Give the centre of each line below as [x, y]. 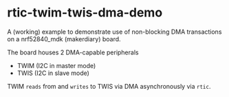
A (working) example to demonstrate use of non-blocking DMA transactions [115, 32]
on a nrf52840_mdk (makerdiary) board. [64, 39]
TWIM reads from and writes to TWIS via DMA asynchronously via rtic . [109, 86]
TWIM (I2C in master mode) [56, 65]
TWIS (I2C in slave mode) [53, 73]
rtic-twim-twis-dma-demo [85, 13]
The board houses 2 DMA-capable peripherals [73, 52]
